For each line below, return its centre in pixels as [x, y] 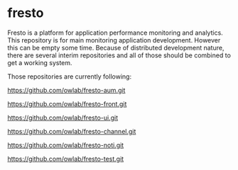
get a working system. [40, 62]
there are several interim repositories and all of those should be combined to [119, 55]
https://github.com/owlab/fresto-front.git [67, 103]
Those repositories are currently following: [70, 76]
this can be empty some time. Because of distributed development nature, [116, 47]
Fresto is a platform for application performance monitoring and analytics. [115, 33]
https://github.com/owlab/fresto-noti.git [66, 145]
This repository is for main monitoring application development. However [114, 40]
